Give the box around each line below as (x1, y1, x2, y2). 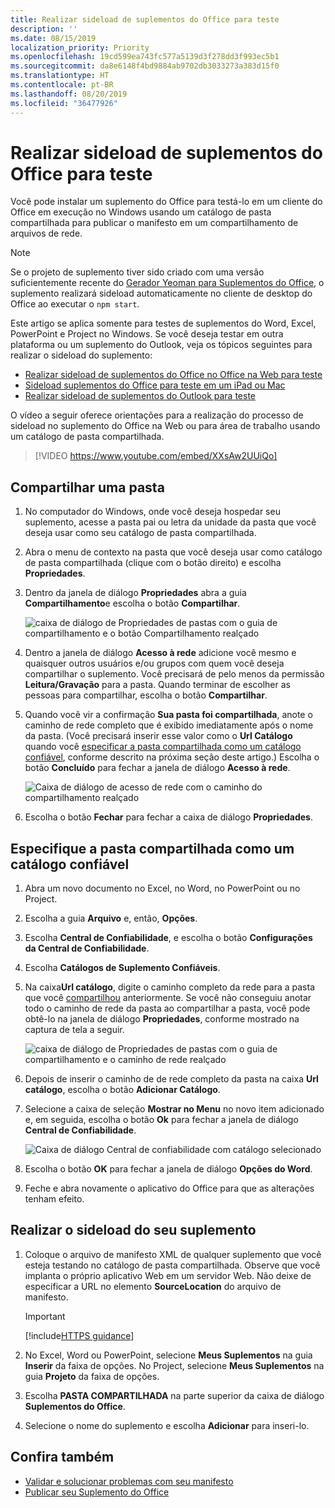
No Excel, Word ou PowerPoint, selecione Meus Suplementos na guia (24, 1349, 313, 1361)
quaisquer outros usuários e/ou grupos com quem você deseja (24, 657, 285, 670)
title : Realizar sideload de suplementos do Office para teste (10, 14, 280, 25)
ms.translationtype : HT (10, 71, 110, 81)
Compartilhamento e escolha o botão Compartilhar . (24, 597, 241, 610)
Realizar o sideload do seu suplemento (10, 1222, 257, 1239)
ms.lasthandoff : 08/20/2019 (10, 89, 128, 99)
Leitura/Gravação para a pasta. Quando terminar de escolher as (24, 679, 291, 691)
